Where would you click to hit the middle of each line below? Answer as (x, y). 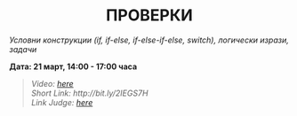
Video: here (52, 83)
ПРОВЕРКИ (149, 15)
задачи (23, 49)
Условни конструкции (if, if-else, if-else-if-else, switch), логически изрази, (149, 40)
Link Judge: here (62, 102)
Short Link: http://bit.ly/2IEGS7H (89, 93)
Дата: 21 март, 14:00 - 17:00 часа (73, 66)
